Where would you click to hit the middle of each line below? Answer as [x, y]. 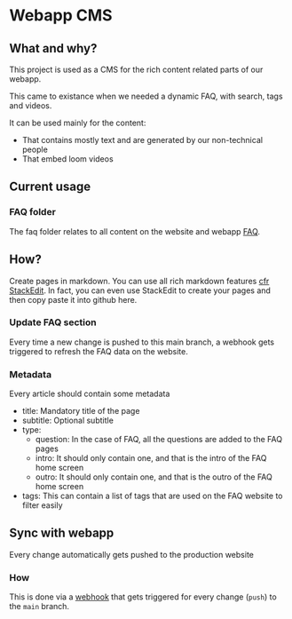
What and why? [53, 48]
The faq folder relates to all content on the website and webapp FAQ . [134, 231]
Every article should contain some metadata [90, 394]
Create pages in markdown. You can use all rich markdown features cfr [139, 281]
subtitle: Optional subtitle [67, 421]
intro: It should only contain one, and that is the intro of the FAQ [151, 458]
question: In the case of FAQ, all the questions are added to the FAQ [158, 440]
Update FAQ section [53, 322]
